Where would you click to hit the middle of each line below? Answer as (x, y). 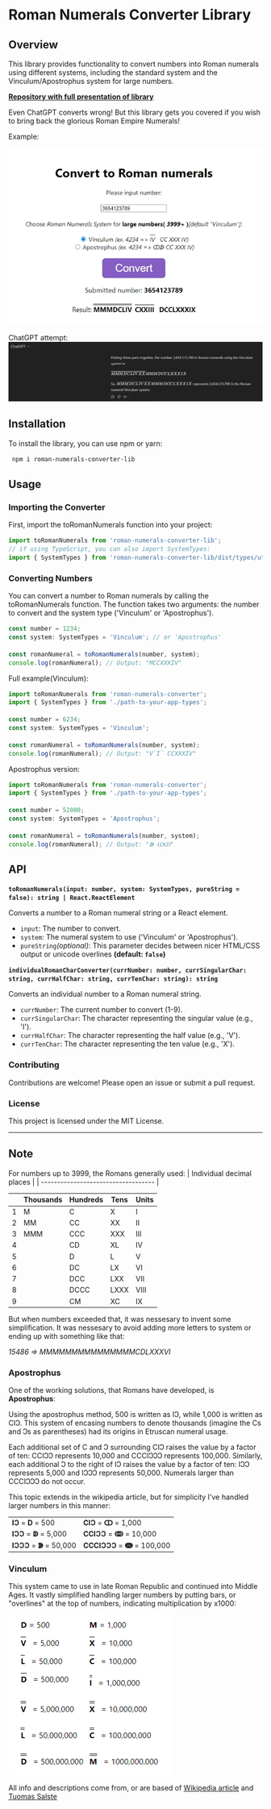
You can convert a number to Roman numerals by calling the (109, 596)
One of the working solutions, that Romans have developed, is (111, 1390)
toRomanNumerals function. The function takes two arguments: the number (134, 604)
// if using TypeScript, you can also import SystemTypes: (110, 549)
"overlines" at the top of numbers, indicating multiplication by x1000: (122, 1603)
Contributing (34, 1065)
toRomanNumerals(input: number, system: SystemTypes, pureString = (124, 890)
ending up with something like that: (67, 1336)
